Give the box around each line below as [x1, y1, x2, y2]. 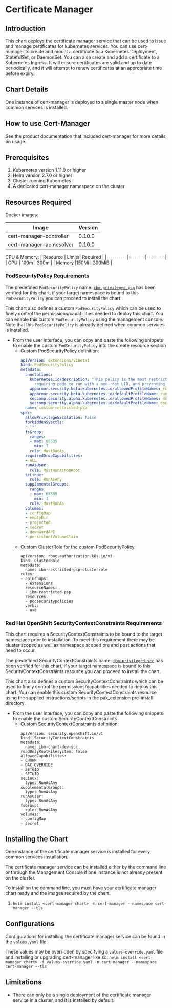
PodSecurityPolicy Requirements [5, 272, 90, 279]
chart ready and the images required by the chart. [5, 890, 111, 896]
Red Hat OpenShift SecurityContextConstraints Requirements [5, 619, 162, 626]
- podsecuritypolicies [25, 599, 74, 604]
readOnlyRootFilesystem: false [20, 749, 88, 754]
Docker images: [5, 212, 38, 218]
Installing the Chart [5, 835, 68, 844]
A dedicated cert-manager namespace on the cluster [12, 183, 125, 190]
